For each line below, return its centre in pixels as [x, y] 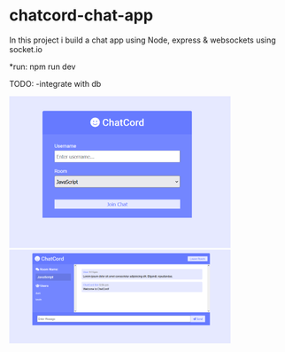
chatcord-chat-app [81, 16]
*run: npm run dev [42, 66]
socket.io [26, 49]
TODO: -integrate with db [55, 83]
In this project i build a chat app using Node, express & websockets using [142, 40]
